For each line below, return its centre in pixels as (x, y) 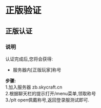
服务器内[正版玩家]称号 (37, 70)
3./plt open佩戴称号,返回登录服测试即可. (47, 100)
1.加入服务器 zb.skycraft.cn (34, 87)
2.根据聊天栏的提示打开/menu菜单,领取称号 (51, 93)
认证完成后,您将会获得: (29, 59)
